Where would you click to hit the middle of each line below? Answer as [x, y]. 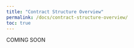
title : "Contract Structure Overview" [55, 12]
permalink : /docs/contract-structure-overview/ [67, 17]
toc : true [19, 23]
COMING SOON [26, 40]
